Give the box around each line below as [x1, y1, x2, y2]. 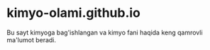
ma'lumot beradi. [6, 35, 57, 44]
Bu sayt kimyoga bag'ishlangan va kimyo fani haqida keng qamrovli [6, 28, 203, 37]
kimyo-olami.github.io [6, 5, 141, 21]
